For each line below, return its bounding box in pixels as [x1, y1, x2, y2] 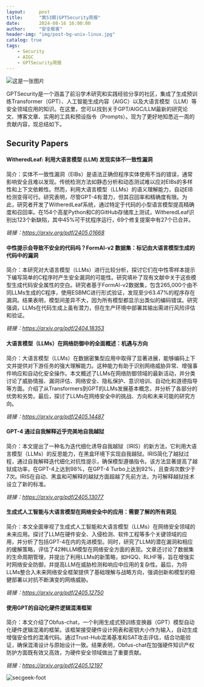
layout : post [6, 8, 50, 15]
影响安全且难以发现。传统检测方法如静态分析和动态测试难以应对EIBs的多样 [6, 178, 193, 186]
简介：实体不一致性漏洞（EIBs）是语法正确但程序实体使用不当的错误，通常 [6, 171, 193, 178]
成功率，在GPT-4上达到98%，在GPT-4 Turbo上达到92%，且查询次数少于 [11, 465, 196, 472]
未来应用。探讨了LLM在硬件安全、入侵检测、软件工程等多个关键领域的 [6, 530, 182, 538]
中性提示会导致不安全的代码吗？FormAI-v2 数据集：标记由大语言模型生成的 [6, 244, 195, 251]
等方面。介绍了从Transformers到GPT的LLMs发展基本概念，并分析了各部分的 [6, 385, 198, 392]
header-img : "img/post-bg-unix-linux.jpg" [6, 32, 115, 38]
